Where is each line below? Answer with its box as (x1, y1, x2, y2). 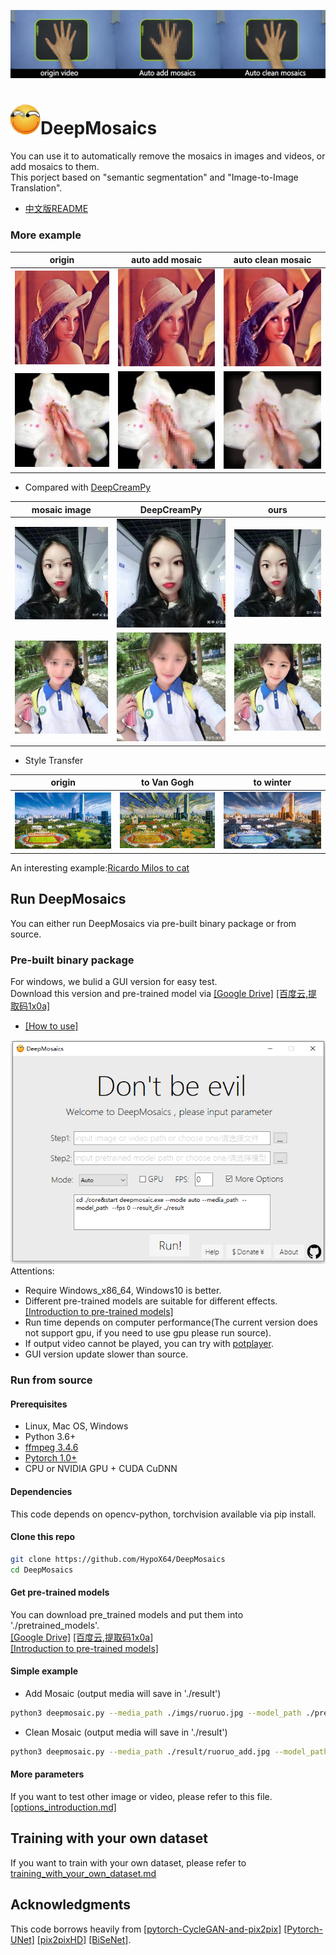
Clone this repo (10, 1531, 76, 1543)
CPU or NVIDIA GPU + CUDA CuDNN (24, 1463, 178, 1475)
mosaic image (31, 503, 92, 515)
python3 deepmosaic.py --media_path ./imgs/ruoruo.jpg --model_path (10, 1708, 302, 1718)
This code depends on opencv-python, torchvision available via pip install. (10, 1508, 317, 1520)
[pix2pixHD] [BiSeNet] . (36, 1933, 132, 1945)
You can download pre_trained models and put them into (10, 1608, 244, 1620)
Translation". (10, 182, 63, 194)
